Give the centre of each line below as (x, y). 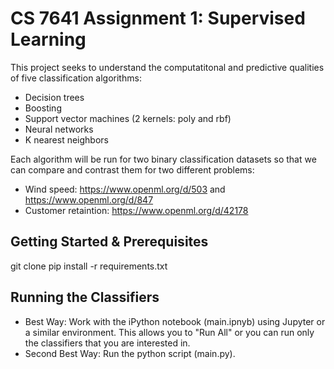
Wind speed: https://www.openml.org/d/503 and (125, 189)
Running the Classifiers (85, 297)
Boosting (43, 108)
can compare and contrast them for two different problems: (132, 169)
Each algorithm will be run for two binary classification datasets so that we (163, 159)
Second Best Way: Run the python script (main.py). (130, 353)
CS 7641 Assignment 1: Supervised (158, 18)
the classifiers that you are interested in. (107, 343)
